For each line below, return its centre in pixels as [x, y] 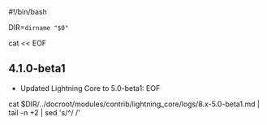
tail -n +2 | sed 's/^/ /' [45, 112]
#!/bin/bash [28, 12]
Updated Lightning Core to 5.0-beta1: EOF [90, 88]
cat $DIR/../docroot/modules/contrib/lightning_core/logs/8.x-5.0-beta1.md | [134, 104]
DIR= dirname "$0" [39, 27]
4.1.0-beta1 [37, 69]
